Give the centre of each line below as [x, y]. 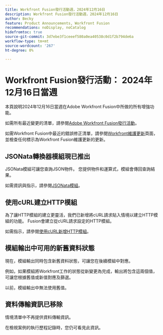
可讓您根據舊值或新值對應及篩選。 [39, 277]
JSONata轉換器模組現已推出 [48, 156]
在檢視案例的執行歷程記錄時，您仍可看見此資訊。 [54, 327]
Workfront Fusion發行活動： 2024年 [79, 80]
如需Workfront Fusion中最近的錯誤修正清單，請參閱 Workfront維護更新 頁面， [81, 133]
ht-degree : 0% [19, 50]
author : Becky [19, 19]
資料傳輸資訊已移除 [34, 305]
